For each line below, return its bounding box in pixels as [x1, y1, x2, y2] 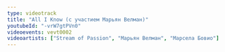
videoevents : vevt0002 [7, 28, 72, 36]
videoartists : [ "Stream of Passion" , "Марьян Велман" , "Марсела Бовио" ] [7, 35, 220, 42]
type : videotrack [7, 9, 57, 17]
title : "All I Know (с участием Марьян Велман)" [7, 16, 149, 23]
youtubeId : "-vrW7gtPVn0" [7, 22, 81, 29]
